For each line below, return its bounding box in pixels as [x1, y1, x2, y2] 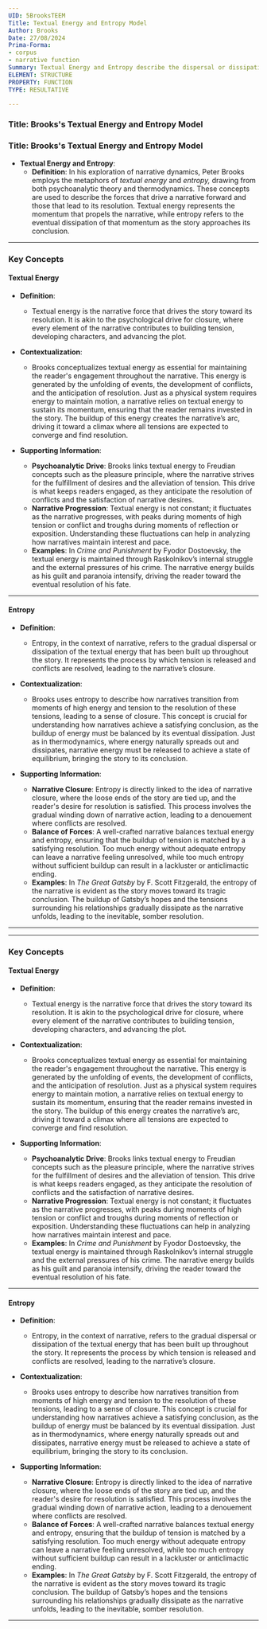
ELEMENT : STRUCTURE [8, 71, 73, 79]
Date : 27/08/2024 [8, 33, 66, 42]
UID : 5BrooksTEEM [8, 11, 66, 20]
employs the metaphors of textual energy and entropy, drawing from [31, 175, 257, 185]
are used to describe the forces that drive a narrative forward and [31, 192, 246, 201]
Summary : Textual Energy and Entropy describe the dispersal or [8, 64, 226, 72]
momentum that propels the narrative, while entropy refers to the [31, 209, 244, 219]
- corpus [8, 49, 37, 57]
